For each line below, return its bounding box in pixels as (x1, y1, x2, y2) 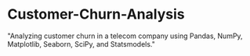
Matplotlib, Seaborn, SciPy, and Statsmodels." (7, 39, 156, 48)
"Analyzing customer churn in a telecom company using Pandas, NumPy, (7, 31, 244, 40)
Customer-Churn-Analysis (7, 5, 185, 23)
